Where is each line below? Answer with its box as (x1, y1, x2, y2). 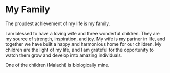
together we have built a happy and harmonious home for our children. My (5, 41, 162, 47)
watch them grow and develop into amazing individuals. (5, 52, 123, 58)
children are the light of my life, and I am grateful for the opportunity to (5, 46, 154, 53)
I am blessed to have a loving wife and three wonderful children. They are (5, 30, 160, 36)
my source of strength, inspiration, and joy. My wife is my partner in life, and (5, 36, 165, 42)
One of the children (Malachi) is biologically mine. (5, 62, 110, 68)
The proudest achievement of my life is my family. (5, 20, 110, 27)
